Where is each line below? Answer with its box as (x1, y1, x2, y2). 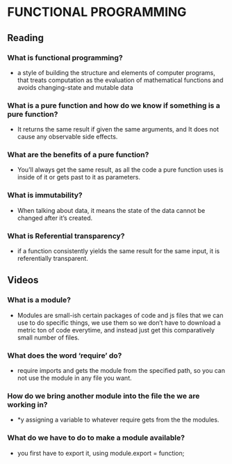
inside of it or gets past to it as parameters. (17, 173, 141, 182)
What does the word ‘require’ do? (7, 351, 122, 360)
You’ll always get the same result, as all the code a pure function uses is (17, 166, 224, 174)
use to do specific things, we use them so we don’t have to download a (17, 318, 221, 327)
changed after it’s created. (17, 214, 93, 222)
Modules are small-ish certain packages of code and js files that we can (17, 311, 224, 319)
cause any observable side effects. (17, 133, 118, 141)
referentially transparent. (17, 255, 88, 263)
